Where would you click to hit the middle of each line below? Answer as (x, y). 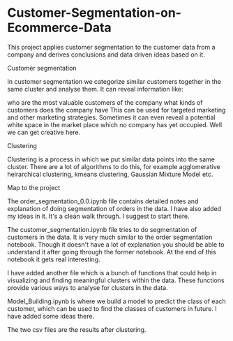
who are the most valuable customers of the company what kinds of (105, 102)
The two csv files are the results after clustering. (77, 329)
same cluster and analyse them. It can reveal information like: (95, 89)
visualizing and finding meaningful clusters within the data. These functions (116, 280)
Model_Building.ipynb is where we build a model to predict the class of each (117, 301)
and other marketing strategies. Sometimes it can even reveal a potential (111, 117)
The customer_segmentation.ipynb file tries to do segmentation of (102, 229)
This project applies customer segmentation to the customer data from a (111, 47)
